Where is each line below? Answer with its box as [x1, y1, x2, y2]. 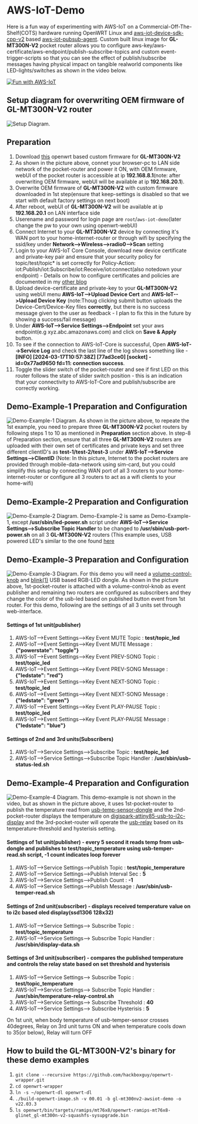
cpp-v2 [6, 35, 25, 42]
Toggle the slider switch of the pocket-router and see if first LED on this [15, 366, 189, 373]
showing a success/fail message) [15, 316, 96, 323]
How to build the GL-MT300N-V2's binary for [6, 1046, 176, 1056]
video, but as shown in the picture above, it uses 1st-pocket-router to [6, 800, 174, 807]
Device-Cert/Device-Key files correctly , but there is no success [15, 303, 170, 310]
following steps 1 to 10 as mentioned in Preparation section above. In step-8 [6, 429, 192, 437]
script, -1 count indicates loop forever [26, 851, 121, 858]
